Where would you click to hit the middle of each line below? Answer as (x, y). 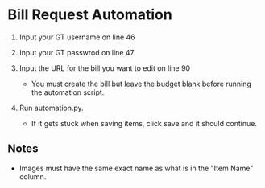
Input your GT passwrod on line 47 (77, 52)
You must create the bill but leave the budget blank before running (141, 84)
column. (33, 176)
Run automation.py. (51, 108)
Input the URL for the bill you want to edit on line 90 (105, 68)
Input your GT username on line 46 (77, 37)
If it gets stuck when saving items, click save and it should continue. (144, 123)
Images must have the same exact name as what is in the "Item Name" (136, 168)
